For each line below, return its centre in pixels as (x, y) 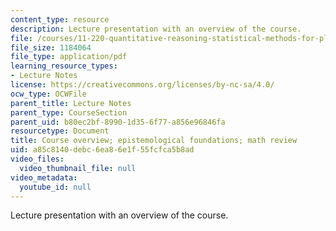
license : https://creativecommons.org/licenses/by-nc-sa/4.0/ (142, 85)
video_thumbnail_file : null (78, 168)
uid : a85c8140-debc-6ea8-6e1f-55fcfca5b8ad (102, 150)
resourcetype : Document (60, 131)
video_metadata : (44, 177)
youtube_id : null (55, 187)
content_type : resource (60, 19)
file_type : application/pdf (69, 57)
